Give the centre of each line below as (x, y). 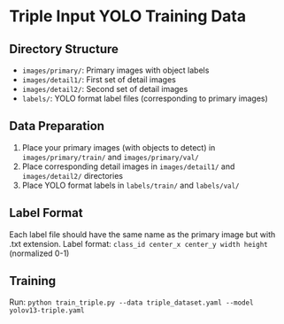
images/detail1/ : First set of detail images (99, 80)
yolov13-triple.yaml (47, 311)
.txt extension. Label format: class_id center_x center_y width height (138, 243)
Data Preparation (57, 126)
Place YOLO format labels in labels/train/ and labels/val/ (131, 185)
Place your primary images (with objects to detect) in (119, 147)
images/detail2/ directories (73, 175)
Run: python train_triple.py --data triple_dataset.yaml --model (131, 302)
